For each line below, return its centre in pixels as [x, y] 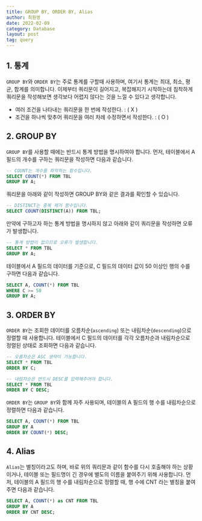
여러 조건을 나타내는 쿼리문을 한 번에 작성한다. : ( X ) [76, 109]
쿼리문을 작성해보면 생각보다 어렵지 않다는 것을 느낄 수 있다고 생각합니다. [91, 97]
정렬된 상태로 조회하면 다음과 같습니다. [51, 345]
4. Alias [21, 451]
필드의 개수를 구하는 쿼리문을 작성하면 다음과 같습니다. [70, 159]
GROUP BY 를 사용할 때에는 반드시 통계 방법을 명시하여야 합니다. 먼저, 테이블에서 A [101, 152]
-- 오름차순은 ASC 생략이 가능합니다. [47, 357]
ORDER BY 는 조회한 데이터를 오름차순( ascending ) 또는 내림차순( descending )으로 [99, 330]
